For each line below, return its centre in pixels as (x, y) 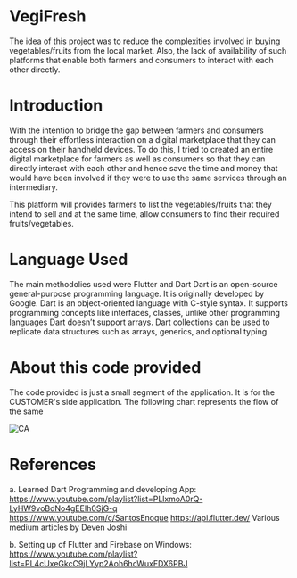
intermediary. (33, 187)
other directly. (35, 70)
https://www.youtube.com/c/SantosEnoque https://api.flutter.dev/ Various (144, 517)
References (53, 464)
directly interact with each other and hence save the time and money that (144, 168)
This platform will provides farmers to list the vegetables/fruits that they (140, 204)
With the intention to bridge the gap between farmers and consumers (137, 130)
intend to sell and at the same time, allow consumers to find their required (144, 214)
